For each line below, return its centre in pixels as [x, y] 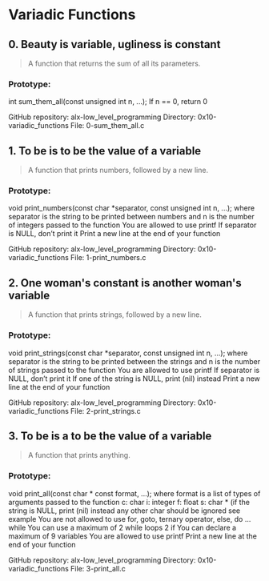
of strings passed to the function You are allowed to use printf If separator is [134, 370]
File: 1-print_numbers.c [108, 258]
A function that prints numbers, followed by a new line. [118, 170]
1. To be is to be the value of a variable [105, 151]
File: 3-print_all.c [98, 568]
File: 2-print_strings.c [106, 411]
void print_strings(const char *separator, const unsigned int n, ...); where [128, 353]
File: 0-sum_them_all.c [108, 126]
